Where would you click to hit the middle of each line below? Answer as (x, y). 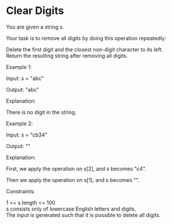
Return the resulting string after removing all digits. (67, 55)
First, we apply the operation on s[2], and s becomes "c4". (76, 169)
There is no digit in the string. (41, 112)
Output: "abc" (23, 89)
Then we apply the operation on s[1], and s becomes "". (73, 180)
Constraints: (21, 191)
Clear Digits (35, 11)
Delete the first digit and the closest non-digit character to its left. (85, 49)
